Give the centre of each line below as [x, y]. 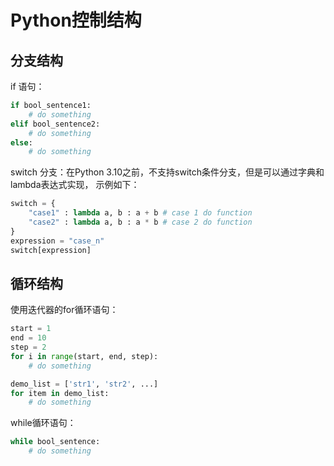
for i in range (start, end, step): [84, 356]
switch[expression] [51, 250]
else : [21, 142]
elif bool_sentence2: [55, 124]
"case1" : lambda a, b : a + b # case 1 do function [140, 213]
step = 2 [28, 347]
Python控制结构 [76, 20]
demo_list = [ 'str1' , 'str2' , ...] [84, 384]
